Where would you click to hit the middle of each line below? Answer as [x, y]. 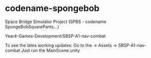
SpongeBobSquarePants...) [32, 26]
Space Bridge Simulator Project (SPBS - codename [56, 22]
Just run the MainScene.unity [51, 50]
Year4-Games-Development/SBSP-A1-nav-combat [55, 36]
